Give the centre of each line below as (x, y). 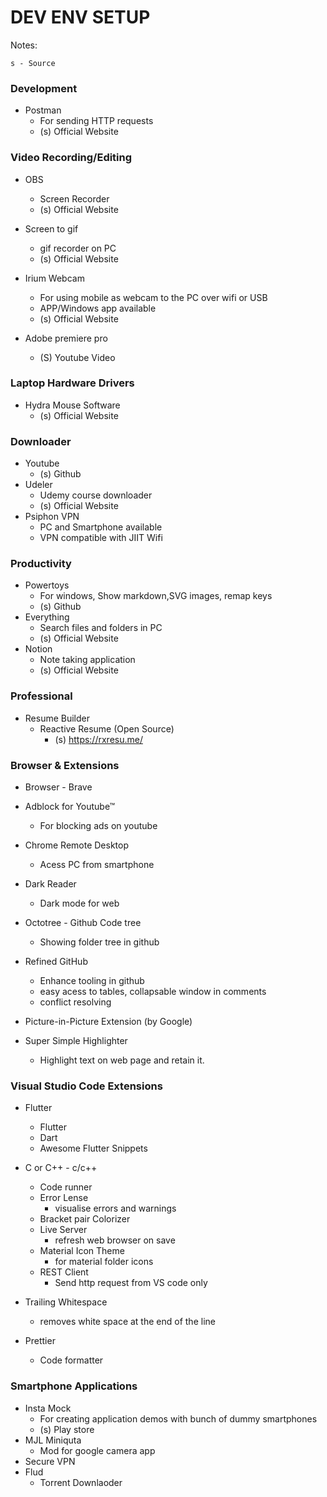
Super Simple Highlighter (76, 1041)
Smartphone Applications (74, 1386)
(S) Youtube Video (77, 357)
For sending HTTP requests (96, 121)
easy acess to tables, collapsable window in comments (153, 992)
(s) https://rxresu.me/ (98, 739)
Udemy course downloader (96, 495)
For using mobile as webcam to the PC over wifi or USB (153, 297)
